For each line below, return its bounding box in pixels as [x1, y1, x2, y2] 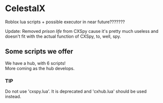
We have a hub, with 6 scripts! [5, 60, 66, 66]
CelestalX [5, 3, 46, 14]
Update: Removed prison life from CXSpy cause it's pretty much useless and [5, 28, 159, 34]
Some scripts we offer [5, 47, 73, 56]
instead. [5, 94, 21, 100]
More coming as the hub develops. [5, 65, 75, 71]
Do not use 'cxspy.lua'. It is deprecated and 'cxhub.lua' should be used [5, 88, 147, 94]
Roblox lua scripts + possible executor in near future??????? [5, 19, 125, 25]
